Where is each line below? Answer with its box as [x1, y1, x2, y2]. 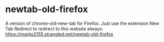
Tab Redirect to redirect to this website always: [5, 25, 103, 31]
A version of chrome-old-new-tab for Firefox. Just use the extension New [5, 20, 159, 26]
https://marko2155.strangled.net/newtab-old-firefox [5, 31, 113, 37]
